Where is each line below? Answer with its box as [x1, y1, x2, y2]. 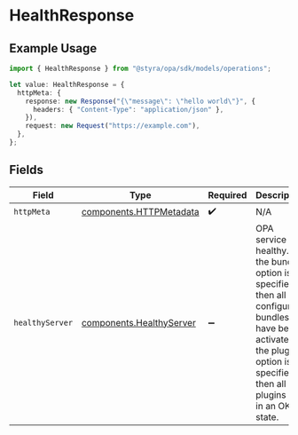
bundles [255, 311, 290, 323]
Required [208, 188, 247, 201]
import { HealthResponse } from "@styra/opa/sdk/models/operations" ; [9, 64, 272, 73]
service [255, 233, 286, 245]
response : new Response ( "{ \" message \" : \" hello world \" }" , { [25, 97, 256, 106]
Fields [9, 162, 44, 178]
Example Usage [9, 41, 98, 56]
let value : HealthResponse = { [9, 80, 125, 89]
